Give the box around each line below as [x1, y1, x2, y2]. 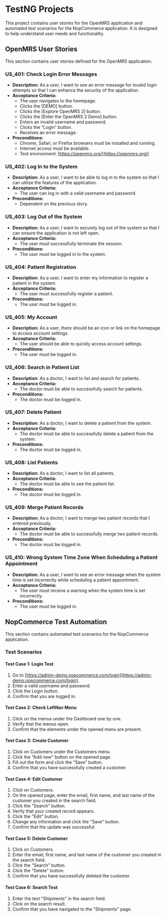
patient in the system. [12, 280, 57, 286]
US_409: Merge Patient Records [5, 504, 84, 511]
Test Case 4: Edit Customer [5, 776, 63, 782]
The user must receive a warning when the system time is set [19, 587, 145, 593]
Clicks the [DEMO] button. [19, 103, 73, 109]
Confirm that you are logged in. [12, 693, 76, 699]
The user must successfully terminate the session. [19, 240, 123, 246]
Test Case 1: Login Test [5, 661, 54, 667]
